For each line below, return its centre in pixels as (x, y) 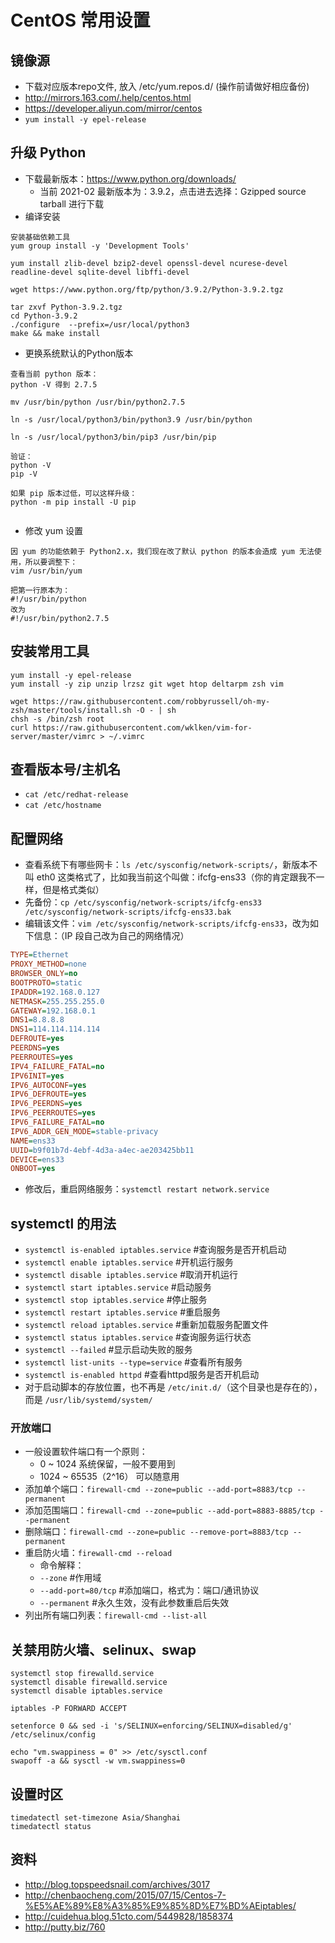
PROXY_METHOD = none (48, 964)
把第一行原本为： (40, 590)
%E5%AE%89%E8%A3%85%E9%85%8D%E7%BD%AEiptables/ (160, 1905)
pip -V (24, 474)
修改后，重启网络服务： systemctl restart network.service (147, 1189)
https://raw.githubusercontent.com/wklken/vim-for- (142, 727)
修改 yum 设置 (54, 530)
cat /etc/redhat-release (76, 795)
